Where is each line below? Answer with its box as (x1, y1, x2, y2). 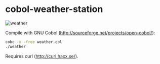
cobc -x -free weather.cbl (5, 39, 62, 44)
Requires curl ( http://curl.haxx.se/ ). (5, 53, 78, 59)
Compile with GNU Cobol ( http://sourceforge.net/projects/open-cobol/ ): (5, 29, 155, 35)
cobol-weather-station (5, 3, 103, 15)
